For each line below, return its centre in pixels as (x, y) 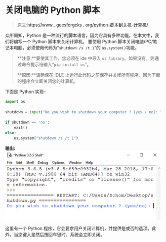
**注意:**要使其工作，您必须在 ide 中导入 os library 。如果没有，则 (86, 58)
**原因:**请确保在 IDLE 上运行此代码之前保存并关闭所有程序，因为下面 (89, 75)
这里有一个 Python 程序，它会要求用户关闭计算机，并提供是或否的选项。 (79, 229)
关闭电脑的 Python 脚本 (53, 10)
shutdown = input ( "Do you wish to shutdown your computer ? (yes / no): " (84, 112)
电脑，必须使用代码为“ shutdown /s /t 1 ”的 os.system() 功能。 (76, 48)
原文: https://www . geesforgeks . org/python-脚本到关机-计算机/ (83, 25)
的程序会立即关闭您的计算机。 (47, 81)
